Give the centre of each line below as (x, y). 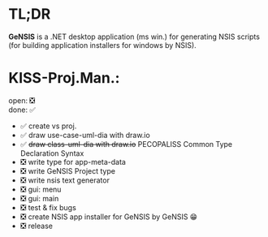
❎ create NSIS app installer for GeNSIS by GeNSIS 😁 (108, 217)
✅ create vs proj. (48, 126)
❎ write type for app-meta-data (73, 162)
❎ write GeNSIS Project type (68, 170)
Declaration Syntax (52, 153)
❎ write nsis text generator (65, 180)
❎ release (36, 226)
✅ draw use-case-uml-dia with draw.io (85, 135)
